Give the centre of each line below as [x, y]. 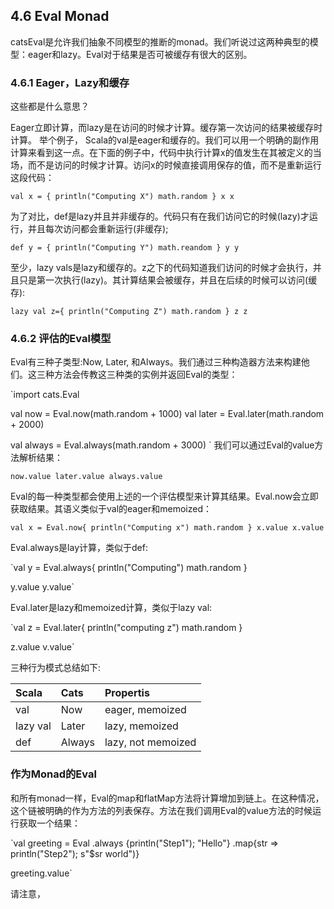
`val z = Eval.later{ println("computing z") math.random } [126, 628]
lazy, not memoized [150, 742]
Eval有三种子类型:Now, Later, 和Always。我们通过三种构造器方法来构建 [156, 362]
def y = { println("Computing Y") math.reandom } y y [125, 248]
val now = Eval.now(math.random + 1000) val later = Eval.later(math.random [167, 414]
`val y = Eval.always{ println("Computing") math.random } [129, 568]
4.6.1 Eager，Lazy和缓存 [70, 82]
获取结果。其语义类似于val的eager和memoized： [111, 509]
